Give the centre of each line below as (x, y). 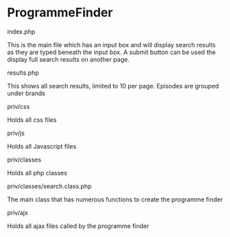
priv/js (16, 133)
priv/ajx (18, 212)
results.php (23, 73)
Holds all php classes (37, 173)
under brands (26, 93)
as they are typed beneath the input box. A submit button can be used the (112, 52)
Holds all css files (32, 120)
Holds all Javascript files (42, 146)
